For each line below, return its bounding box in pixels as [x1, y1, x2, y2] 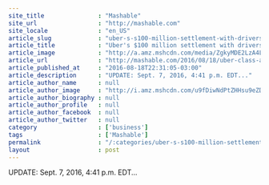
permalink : [8, 138, 102, 147]
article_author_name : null [8, 78, 120, 86]
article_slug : [8, 34, 102, 42]
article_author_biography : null [8, 94, 120, 102]
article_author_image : [8, 86, 102, 95]
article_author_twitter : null [8, 116, 120, 124]
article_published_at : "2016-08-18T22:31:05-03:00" [8, 64, 203, 72]
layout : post [8, 146, 120, 154]
